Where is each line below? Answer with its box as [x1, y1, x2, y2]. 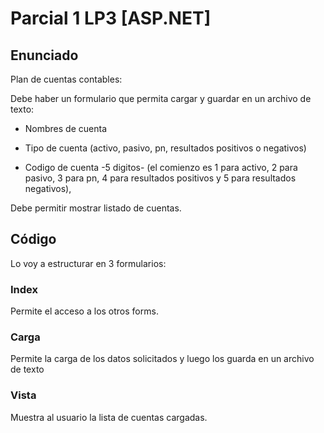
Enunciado [10, 47, 79, 64]
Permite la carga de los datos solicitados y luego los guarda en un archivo [10, 353, 315, 365]
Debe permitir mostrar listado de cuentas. [10, 202, 182, 214]
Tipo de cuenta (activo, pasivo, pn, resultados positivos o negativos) [24, 142, 307, 154]
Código [10, 231, 57, 248]
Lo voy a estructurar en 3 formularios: [10, 257, 167, 269]
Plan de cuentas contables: [10, 73, 123, 85]
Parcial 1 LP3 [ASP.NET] [10, 7, 212, 30]
